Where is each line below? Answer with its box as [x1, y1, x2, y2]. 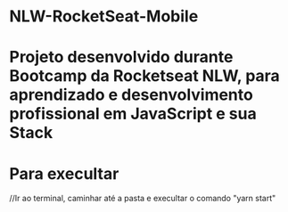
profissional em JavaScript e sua [9, 104, 257, 124]
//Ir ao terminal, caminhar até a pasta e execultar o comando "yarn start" [9, 193, 276, 204]
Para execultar [9, 163, 119, 183]
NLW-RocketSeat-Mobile [9, 6, 199, 27]
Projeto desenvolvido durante [9, 47, 234, 68]
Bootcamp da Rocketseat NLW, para [9, 66, 281, 86]
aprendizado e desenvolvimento [9, 85, 254, 105]
